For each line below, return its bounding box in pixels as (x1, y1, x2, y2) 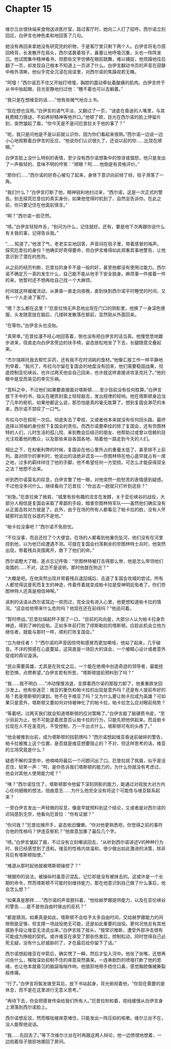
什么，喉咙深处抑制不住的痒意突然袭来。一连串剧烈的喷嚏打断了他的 (14, 957, 157, 963)
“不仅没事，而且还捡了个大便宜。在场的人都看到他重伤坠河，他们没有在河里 (5, 534, 164, 540)
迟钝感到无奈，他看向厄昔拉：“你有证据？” (5, 811, 94, 817)
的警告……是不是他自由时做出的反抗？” (5, 903, 87, 909)
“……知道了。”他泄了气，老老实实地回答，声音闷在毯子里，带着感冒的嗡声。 (5, 241, 162, 247)
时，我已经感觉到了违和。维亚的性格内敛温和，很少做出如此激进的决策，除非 (5, 845, 166, 851)
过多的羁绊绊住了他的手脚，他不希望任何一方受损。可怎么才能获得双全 (18, 459, 166, 465)
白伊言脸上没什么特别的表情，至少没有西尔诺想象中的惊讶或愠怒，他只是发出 (5, 154, 166, 161)
